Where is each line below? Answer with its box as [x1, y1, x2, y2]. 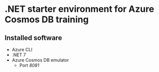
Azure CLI [11, 47, 33, 52]
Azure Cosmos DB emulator [11, 57, 69, 63]
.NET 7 [11, 52, 26, 58]
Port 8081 [19, 63, 39, 68]
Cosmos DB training [4, 14, 89, 25]
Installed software [4, 34, 62, 42]
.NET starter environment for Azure [4, 3, 155, 15]
